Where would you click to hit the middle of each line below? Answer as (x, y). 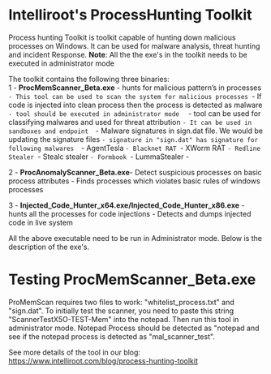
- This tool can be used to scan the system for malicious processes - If (135, 96)
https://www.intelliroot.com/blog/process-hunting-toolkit (103, 361)
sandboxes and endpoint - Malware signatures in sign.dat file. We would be (136, 131)
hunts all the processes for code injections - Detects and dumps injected (130, 213)
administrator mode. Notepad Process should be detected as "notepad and (134, 328)
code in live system (41, 222)
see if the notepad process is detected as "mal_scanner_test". (112, 336)
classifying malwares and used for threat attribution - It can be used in (130, 122)
